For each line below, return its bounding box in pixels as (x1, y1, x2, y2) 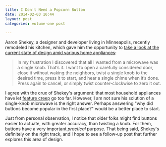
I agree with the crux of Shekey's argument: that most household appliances (5, 90, 161, 96)
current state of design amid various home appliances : (5, 50, 117, 56)
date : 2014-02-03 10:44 (5, 12, 55, 17)
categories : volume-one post (5, 21, 65, 26)
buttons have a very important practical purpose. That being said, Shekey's (5, 126, 160, 132)
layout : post (5, 16, 32, 21)
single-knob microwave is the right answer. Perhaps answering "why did (5, 100, 153, 106)
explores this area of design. (5, 137, 63, 143)
